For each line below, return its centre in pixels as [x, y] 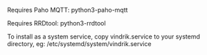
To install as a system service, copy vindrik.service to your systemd [104, 36]
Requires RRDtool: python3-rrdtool [56, 23]
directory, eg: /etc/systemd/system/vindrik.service [79, 44]
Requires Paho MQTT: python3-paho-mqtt [67, 10]
